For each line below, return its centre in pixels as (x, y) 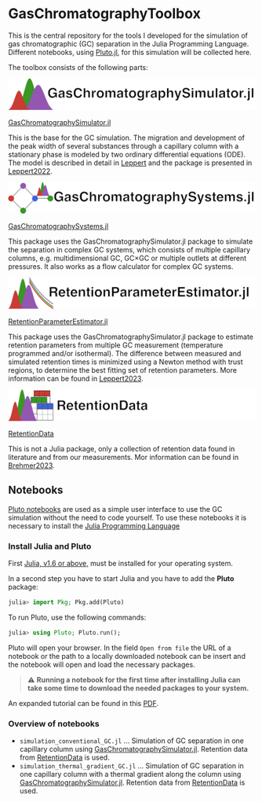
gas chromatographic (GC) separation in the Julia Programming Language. (129, 43)
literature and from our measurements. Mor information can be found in (124, 457)
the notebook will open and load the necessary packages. (102, 664)
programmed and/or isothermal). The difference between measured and (125, 353)
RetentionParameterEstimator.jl (58, 321)
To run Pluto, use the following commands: (77, 617)
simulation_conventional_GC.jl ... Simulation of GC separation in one (132, 741)
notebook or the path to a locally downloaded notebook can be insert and (127, 656)
